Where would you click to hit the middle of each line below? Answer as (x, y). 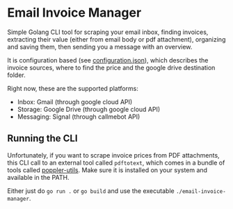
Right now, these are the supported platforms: (73, 88)
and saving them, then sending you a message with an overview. (100, 47)
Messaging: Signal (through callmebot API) (79, 117)
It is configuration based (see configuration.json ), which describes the (108, 60)
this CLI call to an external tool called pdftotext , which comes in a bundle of (116, 162)
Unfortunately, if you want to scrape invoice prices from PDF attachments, (114, 155)
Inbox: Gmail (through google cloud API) (75, 101)
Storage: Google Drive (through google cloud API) (89, 109)
